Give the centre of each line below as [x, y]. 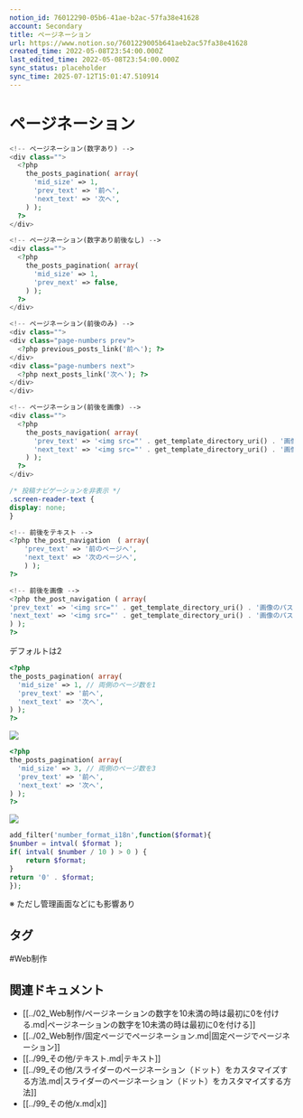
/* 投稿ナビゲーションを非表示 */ [65, 491]
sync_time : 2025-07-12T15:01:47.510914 [84, 77]
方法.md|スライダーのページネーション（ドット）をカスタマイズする [157, 1081]
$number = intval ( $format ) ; [66, 844]
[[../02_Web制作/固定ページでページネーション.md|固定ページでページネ [156, 1036]
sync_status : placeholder [58, 69]
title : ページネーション [50, 34]
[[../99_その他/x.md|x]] [64, 1104]
